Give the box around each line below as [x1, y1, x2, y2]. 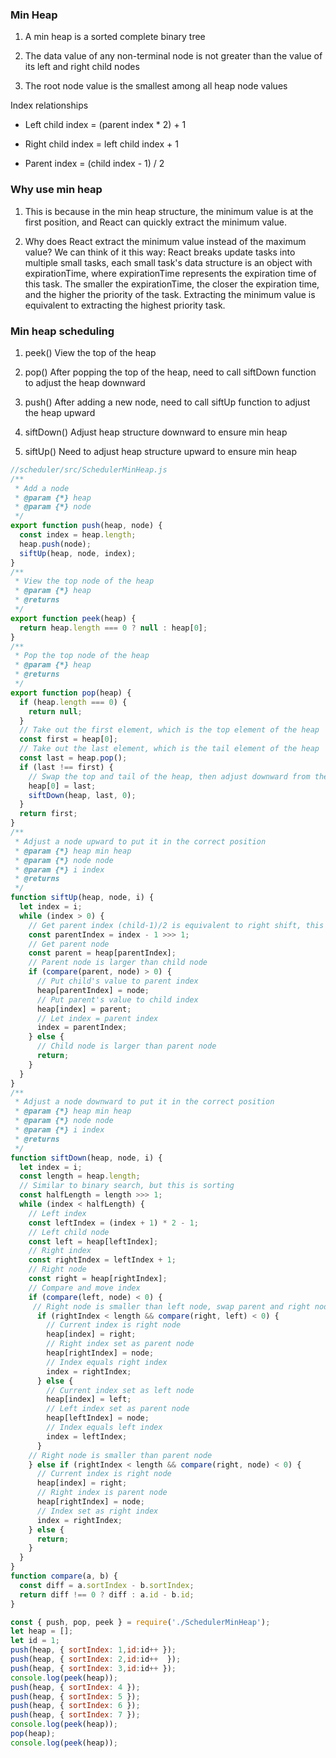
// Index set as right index [36, 1506, 159, 1516]
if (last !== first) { [19, 762, 114, 772]
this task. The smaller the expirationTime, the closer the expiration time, [24, 278, 320, 290]
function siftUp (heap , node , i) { [10, 893, 155, 903]
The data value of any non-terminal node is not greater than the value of [24, 50, 323, 62]
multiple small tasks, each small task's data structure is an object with [24, 256, 313, 268]
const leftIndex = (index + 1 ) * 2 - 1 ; [28, 1218, 199, 1228]
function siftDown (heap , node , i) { [10, 1153, 163, 1163]
